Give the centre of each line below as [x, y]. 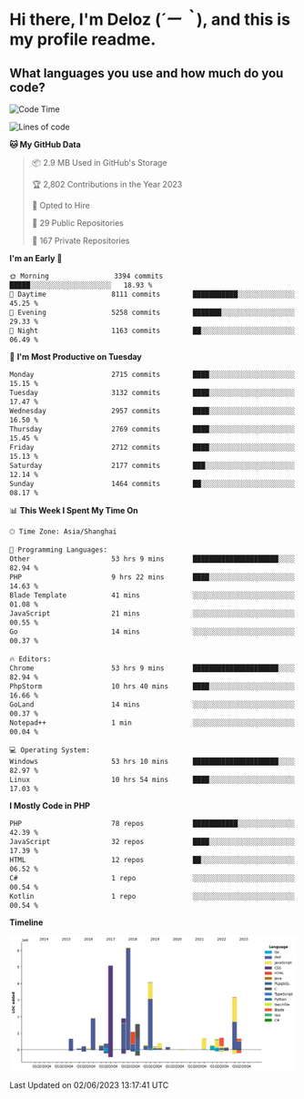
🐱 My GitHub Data [46, 144]
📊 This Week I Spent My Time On [74, 510]
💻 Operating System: [50, 750]
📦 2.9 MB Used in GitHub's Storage [99, 163]
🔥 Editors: [30, 659]
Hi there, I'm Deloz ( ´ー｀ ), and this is [150, 20]
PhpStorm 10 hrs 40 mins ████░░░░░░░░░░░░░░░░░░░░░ [152, 687]
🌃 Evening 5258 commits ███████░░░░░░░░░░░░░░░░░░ [152, 312]
